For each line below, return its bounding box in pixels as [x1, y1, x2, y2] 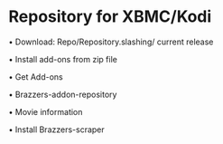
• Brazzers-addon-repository [8, 89, 117, 100]
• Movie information [8, 106, 83, 117]
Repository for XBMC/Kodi [8, 6, 212, 27]
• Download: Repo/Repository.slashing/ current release [8, 36, 214, 47]
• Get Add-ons [8, 71, 64, 82]
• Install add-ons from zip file [8, 53, 118, 64]
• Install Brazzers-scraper [8, 124, 105, 135]
